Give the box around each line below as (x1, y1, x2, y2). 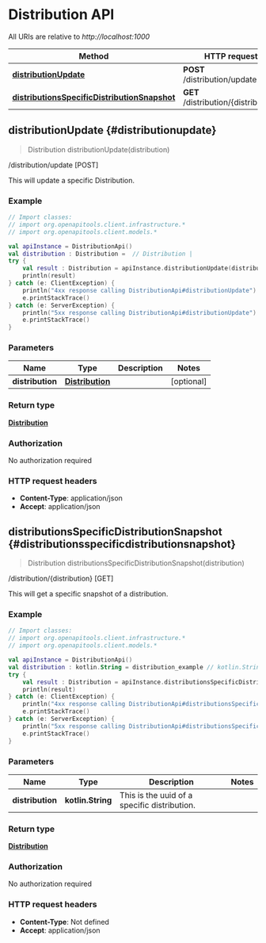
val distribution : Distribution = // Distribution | (8, 250, 193, 258)
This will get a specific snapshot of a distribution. (8, 589, 169, 599)
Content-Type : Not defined (19, 917, 109, 926)
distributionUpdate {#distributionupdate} (8, 124, 217, 137)
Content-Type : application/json (19, 493, 123, 503)
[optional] (170, 376, 207, 387)
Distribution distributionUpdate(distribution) (27, 144, 170, 154)
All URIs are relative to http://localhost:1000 (8, 32, 150, 41)
